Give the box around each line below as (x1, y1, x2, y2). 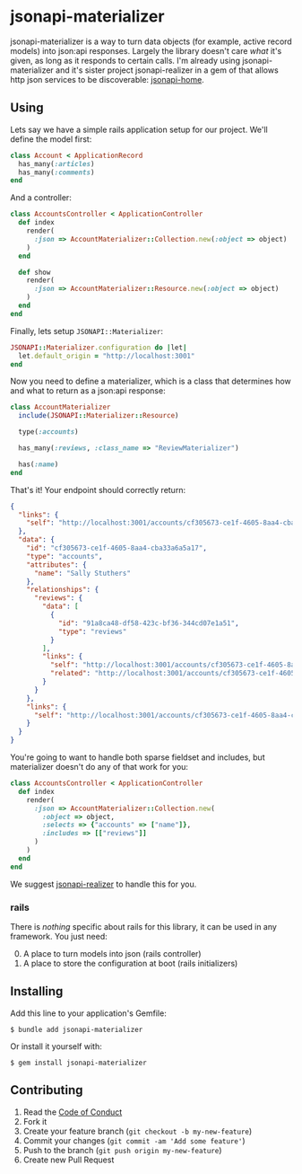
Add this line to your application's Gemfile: (10, 1008, 167, 1019)
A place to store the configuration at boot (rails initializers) (22, 958, 238, 968)
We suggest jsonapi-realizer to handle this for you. (10, 878, 197, 889)
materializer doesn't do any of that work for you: (10, 762, 189, 772)
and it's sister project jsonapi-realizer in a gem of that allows (56, 65, 279, 75)
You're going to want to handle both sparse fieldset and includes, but (10, 752, 265, 763)
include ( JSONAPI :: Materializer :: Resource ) (18, 411, 179, 420)
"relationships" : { (26, 586, 99, 595)
